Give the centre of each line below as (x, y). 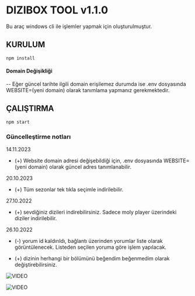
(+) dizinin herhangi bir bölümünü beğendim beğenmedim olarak (92, 259)
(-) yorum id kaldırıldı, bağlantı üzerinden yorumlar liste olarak (89, 241)
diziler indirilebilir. (36, 218)
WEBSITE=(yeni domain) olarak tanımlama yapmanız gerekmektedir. (88, 90)
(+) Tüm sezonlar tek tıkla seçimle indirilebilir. (69, 190)
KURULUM (26, 45)
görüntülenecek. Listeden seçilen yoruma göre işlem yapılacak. (90, 247)
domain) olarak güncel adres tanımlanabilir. (80, 167)
